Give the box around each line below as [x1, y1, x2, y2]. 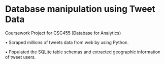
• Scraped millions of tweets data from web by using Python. [5, 39, 129, 45]
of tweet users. [5, 54, 36, 60]
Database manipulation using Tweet [5, 3, 156, 15]
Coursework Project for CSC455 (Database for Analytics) [5, 30, 121, 36]
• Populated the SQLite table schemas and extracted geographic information [5, 49, 161, 55]
